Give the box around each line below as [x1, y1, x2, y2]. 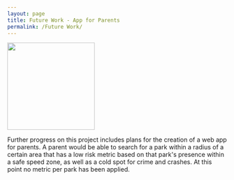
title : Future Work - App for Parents [7, 17, 120, 24]
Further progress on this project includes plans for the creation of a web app [7, 135, 227, 144]
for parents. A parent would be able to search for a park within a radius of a [7, 143, 224, 151]
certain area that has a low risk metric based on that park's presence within [7, 151, 225, 159]
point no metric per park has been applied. [7, 165, 131, 174]
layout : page [7, 10, 45, 17]
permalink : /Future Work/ [7, 23, 82, 30]
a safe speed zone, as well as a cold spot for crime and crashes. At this [7, 158, 212, 166]
